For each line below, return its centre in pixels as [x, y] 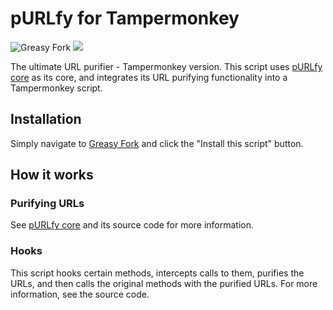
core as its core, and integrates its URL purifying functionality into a [149, 77]
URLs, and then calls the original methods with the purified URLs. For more [164, 283]
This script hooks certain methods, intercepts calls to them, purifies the [157, 273]
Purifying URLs [47, 204]
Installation [46, 119]
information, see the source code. [80, 294]
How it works [52, 175]
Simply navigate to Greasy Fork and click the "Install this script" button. [157, 143]
